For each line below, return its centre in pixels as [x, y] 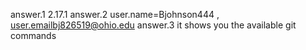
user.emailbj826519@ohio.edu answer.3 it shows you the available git [153, 25]
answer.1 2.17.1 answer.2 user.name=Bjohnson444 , [115, 14]
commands [33, 35]
